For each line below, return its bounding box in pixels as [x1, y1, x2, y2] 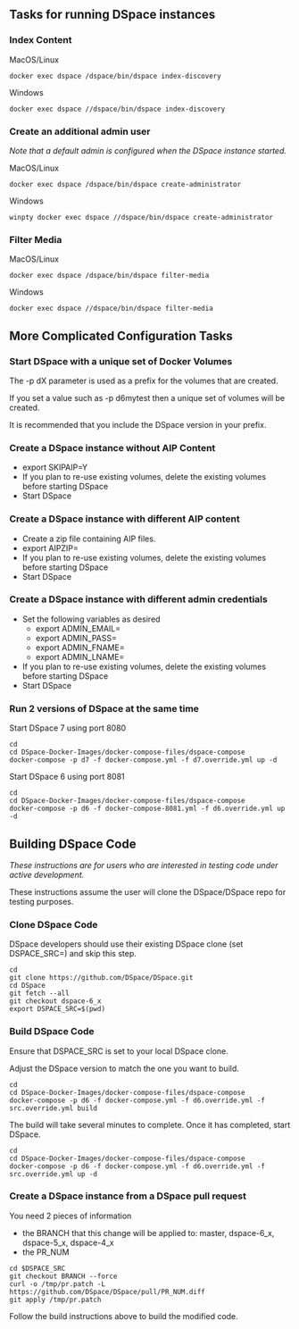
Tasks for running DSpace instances [9, 7, 216, 22]
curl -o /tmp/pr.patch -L [9, 1279, 105, 1289]
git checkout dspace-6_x [9, 997, 102, 1006]
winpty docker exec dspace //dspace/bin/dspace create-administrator [9, 213, 274, 221]
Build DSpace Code [9, 1025, 95, 1038]
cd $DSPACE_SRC [9, 1264, 66, 1273]
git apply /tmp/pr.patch [9, 1295, 102, 1304]
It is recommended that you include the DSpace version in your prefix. [9, 419, 267, 430]
